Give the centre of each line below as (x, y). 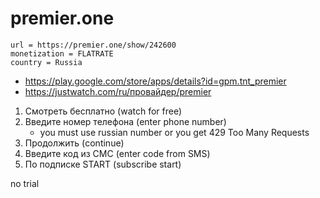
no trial (25, 183)
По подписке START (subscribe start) (103, 164)
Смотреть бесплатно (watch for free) (103, 111)
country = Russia (46, 62)
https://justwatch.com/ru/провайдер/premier (118, 91)
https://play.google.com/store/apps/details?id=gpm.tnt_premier (155, 81)
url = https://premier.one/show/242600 (93, 45)
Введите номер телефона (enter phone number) (125, 121)
